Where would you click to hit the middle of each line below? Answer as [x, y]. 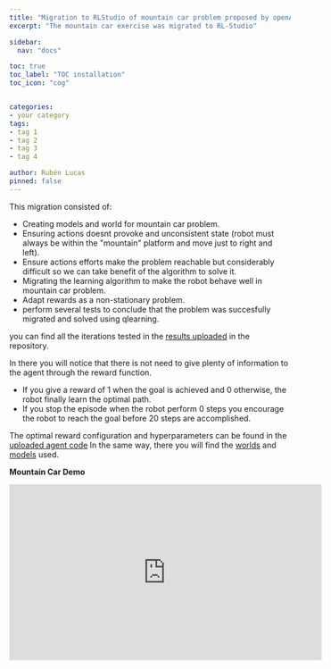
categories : [31, 107]
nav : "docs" [40, 50]
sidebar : [25, 42]
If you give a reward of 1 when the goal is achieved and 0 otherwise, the [154, 389]
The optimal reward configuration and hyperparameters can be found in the [148, 435]
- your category [39, 115]
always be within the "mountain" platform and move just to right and [147, 243]
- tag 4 [24, 157]
